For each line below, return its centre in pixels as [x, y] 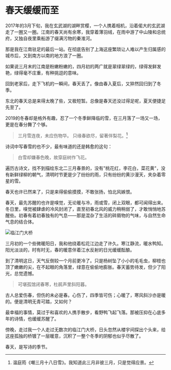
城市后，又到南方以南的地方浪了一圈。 [45, 55]
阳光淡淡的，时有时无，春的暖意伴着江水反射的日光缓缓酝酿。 [70, 250]
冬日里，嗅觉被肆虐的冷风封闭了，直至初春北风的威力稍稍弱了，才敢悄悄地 [83, 209]
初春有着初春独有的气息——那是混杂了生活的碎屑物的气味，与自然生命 [92, 215]
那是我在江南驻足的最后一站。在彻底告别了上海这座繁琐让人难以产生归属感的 [85, 49]
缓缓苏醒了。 [45, 318]
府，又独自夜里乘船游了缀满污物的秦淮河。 [50, 38]
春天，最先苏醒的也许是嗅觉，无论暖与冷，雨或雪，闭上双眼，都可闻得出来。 [85, 203]
